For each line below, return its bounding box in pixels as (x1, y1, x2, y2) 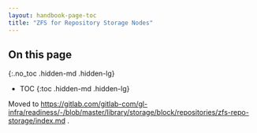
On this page (8, 48, 73, 61)
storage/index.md (8, 116, 65, 126)
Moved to (8, 99, 39, 109)
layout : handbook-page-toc (8, 11, 97, 20)
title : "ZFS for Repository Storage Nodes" (8, 19, 154, 27)
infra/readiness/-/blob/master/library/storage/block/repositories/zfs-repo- (8, 108, 250, 117)
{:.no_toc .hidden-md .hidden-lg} (8, 68, 116, 79)
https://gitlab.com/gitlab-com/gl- (40, 99, 148, 109)
